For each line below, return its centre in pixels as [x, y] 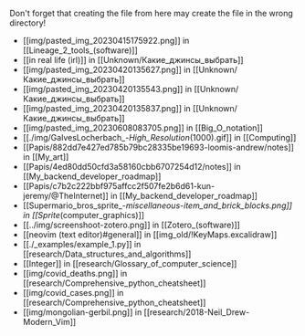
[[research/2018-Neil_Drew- [197, 312]
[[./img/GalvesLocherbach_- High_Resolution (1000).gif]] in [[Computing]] [159, 137]
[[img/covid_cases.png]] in [73, 293]
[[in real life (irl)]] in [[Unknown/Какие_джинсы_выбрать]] [133, 60]
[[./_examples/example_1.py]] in [82, 244]
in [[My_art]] [46, 157]
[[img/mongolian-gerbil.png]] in [82, 312]
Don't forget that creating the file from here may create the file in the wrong [152, 13]
